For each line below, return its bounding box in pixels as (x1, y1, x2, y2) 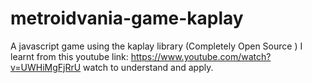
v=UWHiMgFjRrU (10, 61, 82, 73)
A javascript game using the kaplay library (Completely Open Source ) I (10, 40, 303, 52)
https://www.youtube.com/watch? (130, 50, 272, 62)
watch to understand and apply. (83, 61, 214, 73)
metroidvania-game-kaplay (10, 7, 244, 30)
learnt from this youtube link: (10, 50, 129, 62)
